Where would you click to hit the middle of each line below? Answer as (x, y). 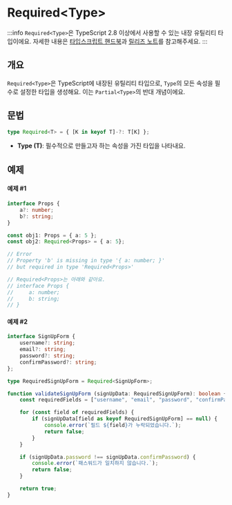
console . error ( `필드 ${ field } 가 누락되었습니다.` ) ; (113, 426)
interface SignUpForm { (41, 337)
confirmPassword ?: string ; (58, 362)
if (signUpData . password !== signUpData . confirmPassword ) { (108, 457)
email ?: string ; (43, 350)
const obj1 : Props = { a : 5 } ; (52, 235)
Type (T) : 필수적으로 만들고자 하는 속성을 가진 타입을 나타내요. (101, 146)
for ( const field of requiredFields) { (77, 413)
